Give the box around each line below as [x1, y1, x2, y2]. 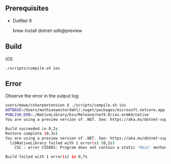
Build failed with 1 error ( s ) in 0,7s [5, 154, 88, 159]
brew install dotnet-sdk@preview [12, 28, 82, 34]
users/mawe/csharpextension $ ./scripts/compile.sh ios [5, 103, 126, 108]
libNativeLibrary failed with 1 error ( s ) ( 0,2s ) [10, 140, 115, 146]
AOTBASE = [5, 107, 24, 113]
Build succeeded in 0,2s [5, 126, 58, 131]
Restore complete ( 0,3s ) [5, 131, 58, 136]
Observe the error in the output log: [5, 93, 80, 99]
